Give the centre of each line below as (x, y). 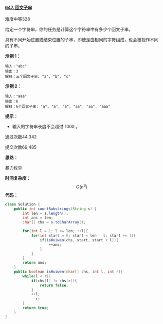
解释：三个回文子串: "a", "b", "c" (38, 77)
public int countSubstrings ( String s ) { (55, 209)
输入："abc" (16, 66)
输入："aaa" (16, 96)
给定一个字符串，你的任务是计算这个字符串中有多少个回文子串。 (69, 30)
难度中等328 (18, 19)
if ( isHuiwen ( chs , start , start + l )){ (79, 240)
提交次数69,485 (21, 147)
